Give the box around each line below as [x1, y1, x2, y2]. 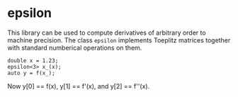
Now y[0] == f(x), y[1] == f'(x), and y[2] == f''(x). [7, 81, 150, 90]
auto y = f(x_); [7, 69, 55, 76]
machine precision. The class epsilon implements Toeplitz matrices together [7, 35, 231, 44]
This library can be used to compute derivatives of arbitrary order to [7, 28, 207, 37]
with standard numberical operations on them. [7, 43, 142, 52]
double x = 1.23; [7, 57, 59, 64]
